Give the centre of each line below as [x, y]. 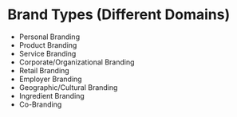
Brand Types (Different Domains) [119, 15]
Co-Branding [40, 104]
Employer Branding [50, 79]
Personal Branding [49, 37]
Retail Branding [44, 70]
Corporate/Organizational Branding [77, 62]
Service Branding [47, 53]
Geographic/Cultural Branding [68, 87]
